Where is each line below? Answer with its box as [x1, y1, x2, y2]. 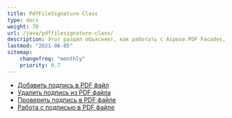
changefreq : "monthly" [20, 56, 86, 62]
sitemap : [7, 49, 33, 56]
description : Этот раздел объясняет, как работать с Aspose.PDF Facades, [7, 36, 226, 43]
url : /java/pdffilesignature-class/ [7, 29, 114, 37]
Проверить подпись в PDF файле [17, 95, 116, 104]
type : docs [7, 17, 39, 24]
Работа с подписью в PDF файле [17, 103, 115, 111]
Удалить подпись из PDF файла [17, 88, 111, 96]
